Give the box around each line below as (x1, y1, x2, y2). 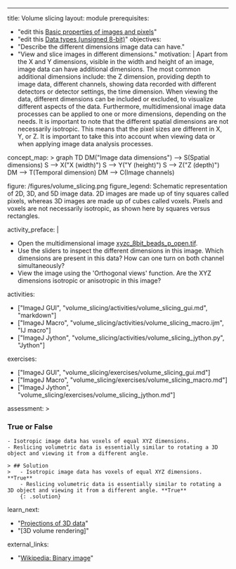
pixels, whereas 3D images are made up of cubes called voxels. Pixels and (7, 197, 223, 205)
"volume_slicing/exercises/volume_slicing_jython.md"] (17, 391, 176, 399)
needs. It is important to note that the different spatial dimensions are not (17, 117, 229, 125)
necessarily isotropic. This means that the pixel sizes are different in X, (17, 124, 223, 133)
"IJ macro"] (17, 326, 51, 334)
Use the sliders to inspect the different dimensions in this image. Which (17, 247, 224, 255)
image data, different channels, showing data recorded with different (17, 80, 216, 88)
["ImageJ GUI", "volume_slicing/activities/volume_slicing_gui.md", (17, 304, 208, 312)
